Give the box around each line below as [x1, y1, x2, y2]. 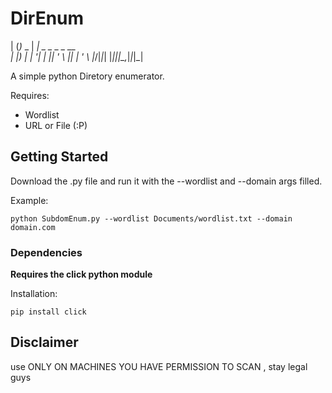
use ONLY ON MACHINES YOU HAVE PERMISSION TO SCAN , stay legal [10, 360, 308, 372]
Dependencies [10, 245, 83, 259]
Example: [10, 194, 49, 206]
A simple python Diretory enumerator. [10, 70, 165, 82]
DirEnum [10, 7, 85, 30]
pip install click [10, 307, 87, 317]
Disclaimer [10, 334, 79, 351]
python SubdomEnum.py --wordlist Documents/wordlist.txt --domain [10, 213, 293, 224]
